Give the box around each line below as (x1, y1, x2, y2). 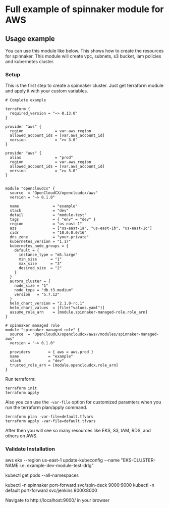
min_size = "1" (18, 257, 62, 262)
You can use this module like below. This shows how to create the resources (5, 48, 164, 54)
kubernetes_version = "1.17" (10, 239, 71, 244)
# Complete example (5, 97, 46, 103)
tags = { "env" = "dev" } (10, 217, 96, 222)
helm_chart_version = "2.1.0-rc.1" (10, 301, 85, 306)
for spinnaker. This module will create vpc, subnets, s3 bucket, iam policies (5, 53, 161, 59)
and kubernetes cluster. (5, 59, 54, 64)
